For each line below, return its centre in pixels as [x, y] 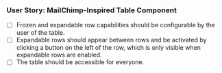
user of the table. [40, 33]
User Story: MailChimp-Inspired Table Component [92, 10]
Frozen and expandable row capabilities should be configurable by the [115, 25]
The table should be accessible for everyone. [80, 62]
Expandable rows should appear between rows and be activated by [111, 40]
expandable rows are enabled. [59, 55]
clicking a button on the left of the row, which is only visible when [109, 48]
